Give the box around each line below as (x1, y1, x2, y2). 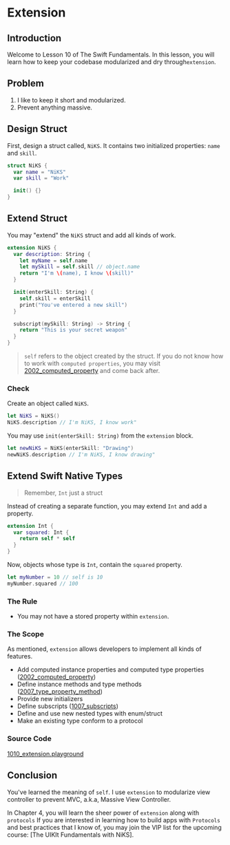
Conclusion (7, 769, 58, 782)
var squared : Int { (13, 528, 70, 536)
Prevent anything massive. (17, 103, 93, 111)
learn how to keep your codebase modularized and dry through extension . (7, 58, 216, 66)
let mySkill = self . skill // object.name (19, 264, 140, 270)
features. (7, 652, 33, 661)
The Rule (7, 597, 38, 606)
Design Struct (7, 123, 67, 135)
